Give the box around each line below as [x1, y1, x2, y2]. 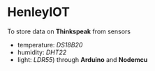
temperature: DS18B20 [17, 40, 83, 49]
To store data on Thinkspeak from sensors [7, 27, 131, 35]
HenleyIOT [7, 4, 70, 20]
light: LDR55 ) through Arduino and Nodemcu [17, 55, 148, 63]
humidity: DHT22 [17, 48, 67, 56]
